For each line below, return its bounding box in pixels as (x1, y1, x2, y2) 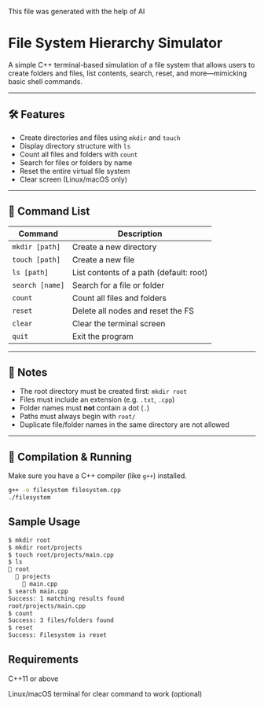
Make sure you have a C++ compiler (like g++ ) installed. (8, 471, 187, 480)
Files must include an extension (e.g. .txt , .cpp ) (19, 395, 175, 404)
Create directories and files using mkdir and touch (19, 133, 181, 142)
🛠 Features (8, 108, 65, 121)
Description (117, 228, 163, 239)
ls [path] (12, 267, 49, 277)
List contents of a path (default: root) (71, 267, 208, 278)
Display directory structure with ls (19, 141, 131, 150)
